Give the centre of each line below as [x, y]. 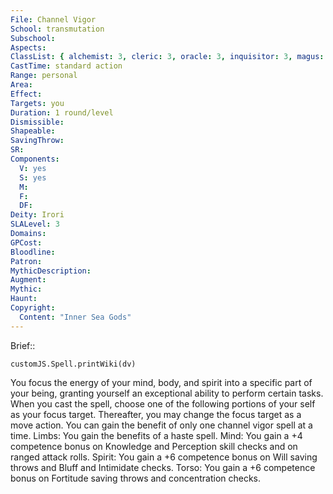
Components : [35, 159]
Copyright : [33, 308]
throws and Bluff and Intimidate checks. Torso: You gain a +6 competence [163, 467]
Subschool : [33, 38]
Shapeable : [33, 131]
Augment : [28, 280]
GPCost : [26, 242]
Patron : [26, 261]
